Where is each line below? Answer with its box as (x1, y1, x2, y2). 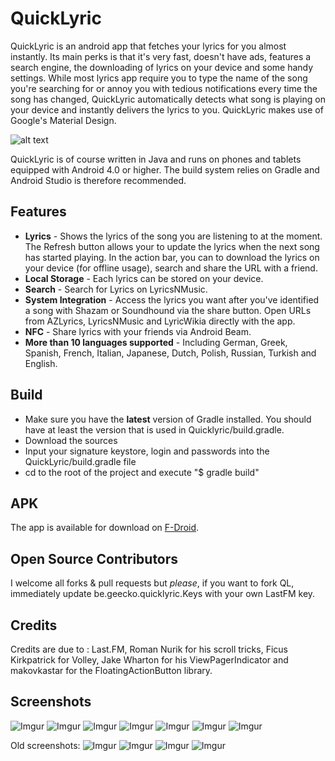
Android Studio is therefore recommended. (10, 174, 187, 186)
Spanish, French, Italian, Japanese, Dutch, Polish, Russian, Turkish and (24, 347, 317, 359)
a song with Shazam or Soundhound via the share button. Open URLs (24, 304, 312, 316)
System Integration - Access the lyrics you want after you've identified (24, 293, 320, 306)
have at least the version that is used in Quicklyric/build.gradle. (24, 423, 285, 436)
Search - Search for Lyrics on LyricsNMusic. (24, 283, 208, 295)
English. (24, 357, 58, 369)
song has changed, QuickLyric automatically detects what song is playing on (10, 93, 326, 105)
